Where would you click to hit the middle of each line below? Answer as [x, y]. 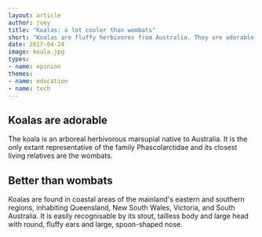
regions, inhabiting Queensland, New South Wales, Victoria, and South [122, 208]
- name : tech [29, 88]
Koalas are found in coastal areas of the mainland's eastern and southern [126, 199]
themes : [21, 74]
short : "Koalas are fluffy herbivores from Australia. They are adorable [131, 37]
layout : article [35, 15]
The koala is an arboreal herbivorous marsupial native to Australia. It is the [128, 139]
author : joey [29, 23]
